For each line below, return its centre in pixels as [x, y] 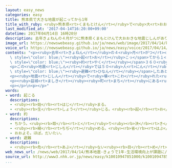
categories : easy [24, 15]
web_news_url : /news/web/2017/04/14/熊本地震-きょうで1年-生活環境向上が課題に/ [86, 152]
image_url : [17, 43]
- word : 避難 [18, 138]
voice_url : [17, 48]
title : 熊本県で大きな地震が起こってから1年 [47, 19]
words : [12, 90]
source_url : [18, 157]
